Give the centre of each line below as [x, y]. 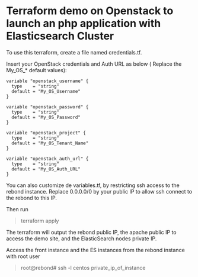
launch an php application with [84, 23]
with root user [23, 256]
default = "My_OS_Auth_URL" [46, 169]
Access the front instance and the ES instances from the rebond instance [95, 250]
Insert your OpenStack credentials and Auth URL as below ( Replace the [94, 64]
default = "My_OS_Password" [46, 117]
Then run [17, 209]
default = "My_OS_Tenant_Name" [50, 143]
